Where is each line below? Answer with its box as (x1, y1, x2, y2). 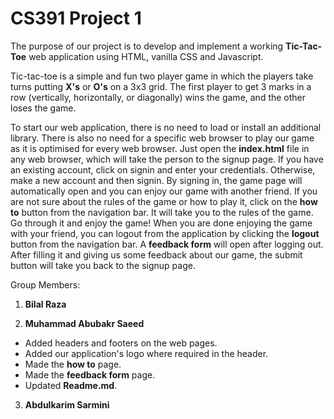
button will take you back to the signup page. (10, 259, 196, 271)
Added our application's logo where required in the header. (24, 347, 269, 359)
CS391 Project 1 (10, 7, 142, 30)
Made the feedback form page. (24, 368, 156, 381)
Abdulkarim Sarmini (24, 398, 110, 411)
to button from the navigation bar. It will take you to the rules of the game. (10, 206, 314, 218)
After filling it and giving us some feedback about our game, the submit (10, 248, 303, 261)
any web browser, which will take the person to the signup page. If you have (10, 153, 324, 165)
